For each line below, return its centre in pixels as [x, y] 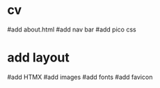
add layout [38, 58]
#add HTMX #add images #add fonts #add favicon [80, 77]
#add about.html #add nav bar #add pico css [72, 29]
